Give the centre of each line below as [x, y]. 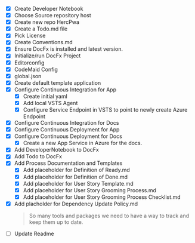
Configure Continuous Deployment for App [67, 130]
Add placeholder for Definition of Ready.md [76, 170]
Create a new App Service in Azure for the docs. [83, 143]
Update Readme [34, 233]
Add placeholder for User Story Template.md [78, 183]
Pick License [30, 36]
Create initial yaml [45, 96]
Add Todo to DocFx [38, 156]
